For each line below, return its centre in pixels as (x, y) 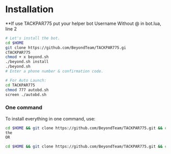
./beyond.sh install (27, 62)
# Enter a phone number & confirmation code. (54, 71)
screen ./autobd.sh (26, 95)
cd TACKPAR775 (20, 85)
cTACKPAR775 (18, 52)
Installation (30, 9)
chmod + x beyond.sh (27, 57)
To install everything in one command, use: (50, 118)
